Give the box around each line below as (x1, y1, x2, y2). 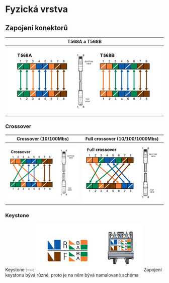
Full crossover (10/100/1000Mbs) (85, 136, 159, 142)
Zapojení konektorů (5, 24, 68, 32)
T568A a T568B (67, 38, 102, 44)
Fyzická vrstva (5, 4, 68, 15)
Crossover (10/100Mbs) (17, 136, 69, 142)
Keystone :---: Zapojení (5, 266, 162, 272)
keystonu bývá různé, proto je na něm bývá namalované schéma (5, 272, 139, 278)
